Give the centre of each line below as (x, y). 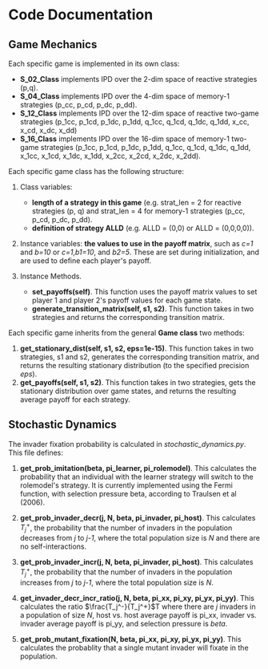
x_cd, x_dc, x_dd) (48, 130)
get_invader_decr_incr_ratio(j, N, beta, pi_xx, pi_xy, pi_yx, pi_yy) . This (137, 598)
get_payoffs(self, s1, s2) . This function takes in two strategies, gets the (138, 382)
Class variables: (46, 187)
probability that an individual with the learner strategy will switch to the (136, 476)
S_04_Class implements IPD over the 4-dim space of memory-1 (125, 96)
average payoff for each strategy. (75, 399)
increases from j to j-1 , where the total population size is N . (117, 582)
